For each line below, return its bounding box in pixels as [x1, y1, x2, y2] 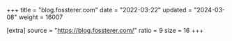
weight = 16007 [18, 13, 63, 21]
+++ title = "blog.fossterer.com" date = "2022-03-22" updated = [6, 6, 192, 14]
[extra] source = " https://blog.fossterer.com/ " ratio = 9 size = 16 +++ [6, 27, 204, 34]
